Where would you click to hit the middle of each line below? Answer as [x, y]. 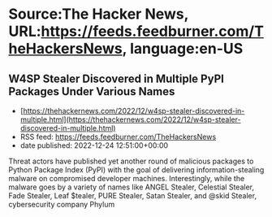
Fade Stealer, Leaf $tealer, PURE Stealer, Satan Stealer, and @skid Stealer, [133, 195]
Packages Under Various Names [92, 91]
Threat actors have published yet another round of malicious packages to [131, 161]
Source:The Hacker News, [99, 14]
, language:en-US [183, 49]
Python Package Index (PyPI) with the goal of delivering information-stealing [136, 170]
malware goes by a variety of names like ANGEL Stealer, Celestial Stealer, [131, 187]
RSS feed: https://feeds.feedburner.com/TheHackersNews [118, 137]
